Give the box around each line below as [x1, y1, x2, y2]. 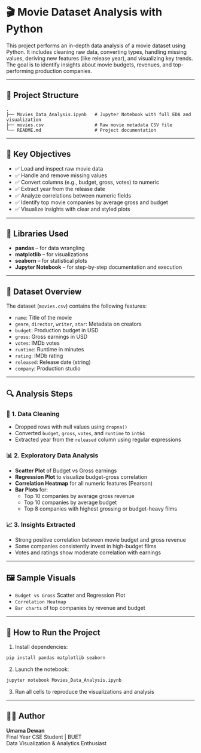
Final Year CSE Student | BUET [6, 733, 82, 740]
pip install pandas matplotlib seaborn [6, 655, 106, 661]
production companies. [35, 67, 93, 74]
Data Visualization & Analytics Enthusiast [6, 739, 106, 746]
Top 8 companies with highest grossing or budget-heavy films [23, 505, 178, 512]
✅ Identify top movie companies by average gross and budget [14, 199, 169, 206]
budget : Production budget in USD [14, 327, 99, 334]
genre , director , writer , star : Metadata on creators [14, 320, 142, 327]
